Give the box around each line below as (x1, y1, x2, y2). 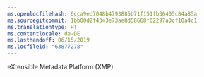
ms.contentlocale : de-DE (7, 30, 80, 37)
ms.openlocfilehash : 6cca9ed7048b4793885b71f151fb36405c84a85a (7, 10, 198, 18)
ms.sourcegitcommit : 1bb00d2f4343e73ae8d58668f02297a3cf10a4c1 (7, 17, 198, 24)
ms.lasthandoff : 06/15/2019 (7, 37, 90, 44)
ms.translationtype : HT (7, 23, 78, 30)
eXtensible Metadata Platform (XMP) (7, 63, 114, 71)
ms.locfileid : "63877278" (7, 43, 83, 50)
